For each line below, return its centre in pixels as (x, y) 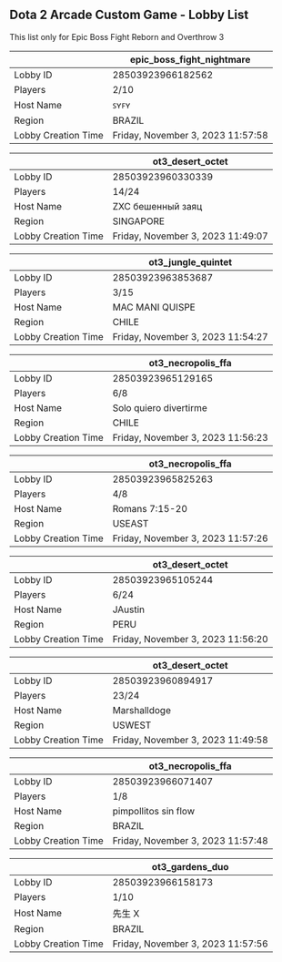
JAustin (129, 609)
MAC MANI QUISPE (154, 307)
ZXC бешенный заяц (157, 206)
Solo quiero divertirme (160, 407)
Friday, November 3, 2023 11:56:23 (190, 437)
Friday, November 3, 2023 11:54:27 (190, 336)
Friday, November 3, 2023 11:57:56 (190, 944)
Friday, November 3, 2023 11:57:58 (190, 135)
